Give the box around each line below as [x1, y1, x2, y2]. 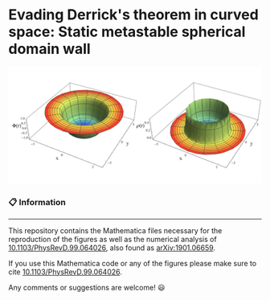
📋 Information [8, 197, 66, 208]
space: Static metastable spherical [8, 23, 246, 41]
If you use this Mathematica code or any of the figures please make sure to [8, 258, 257, 268]
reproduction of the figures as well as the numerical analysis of [8, 234, 217, 244]
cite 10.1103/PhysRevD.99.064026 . [8, 267, 123, 277]
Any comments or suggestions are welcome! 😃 [8, 282, 166, 292]
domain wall [8, 40, 91, 58]
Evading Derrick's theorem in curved [8, 6, 259, 24]
